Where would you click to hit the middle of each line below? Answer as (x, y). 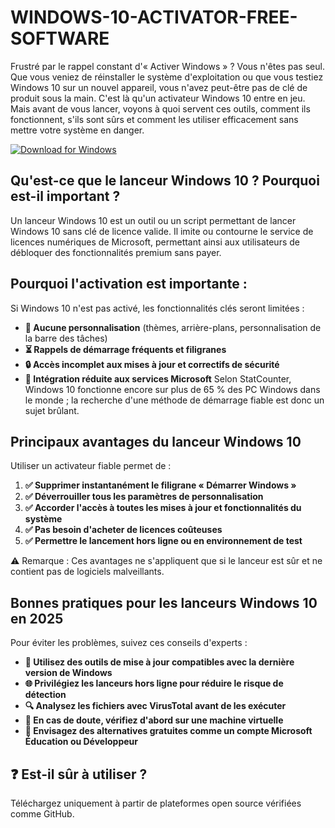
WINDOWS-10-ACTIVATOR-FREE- (154, 17)
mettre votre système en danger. (77, 130)
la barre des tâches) (66, 338)
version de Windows (68, 673)
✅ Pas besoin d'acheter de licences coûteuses (123, 530)
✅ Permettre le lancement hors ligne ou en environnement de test (163, 541)
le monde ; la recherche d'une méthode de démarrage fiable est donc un (174, 400)
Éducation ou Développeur (81, 742)
